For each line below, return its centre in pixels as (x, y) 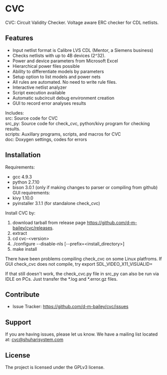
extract (20, 233)
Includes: (14, 113)
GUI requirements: (31, 192)
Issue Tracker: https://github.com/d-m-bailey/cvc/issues (70, 307)
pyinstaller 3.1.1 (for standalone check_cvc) (56, 203)
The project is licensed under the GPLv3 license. (55, 367)
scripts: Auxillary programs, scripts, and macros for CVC (63, 134)
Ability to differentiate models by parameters (58, 71)
